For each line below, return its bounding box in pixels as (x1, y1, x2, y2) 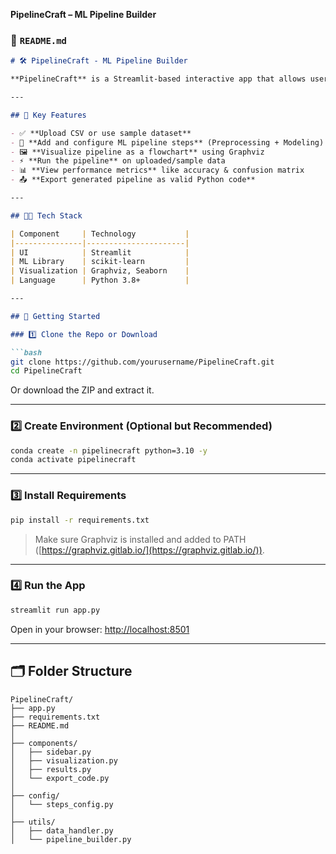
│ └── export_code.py (10, 773, 110, 783)
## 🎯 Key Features (10, 110, 87, 120)
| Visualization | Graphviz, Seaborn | (10, 266, 190, 276)
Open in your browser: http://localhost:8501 (10, 623, 190, 635)
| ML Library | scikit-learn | (10, 257, 190, 267)
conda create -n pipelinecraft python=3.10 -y (10, 445, 208, 456)
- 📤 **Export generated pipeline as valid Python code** (10, 175, 256, 185)
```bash (10, 347, 43, 358)
